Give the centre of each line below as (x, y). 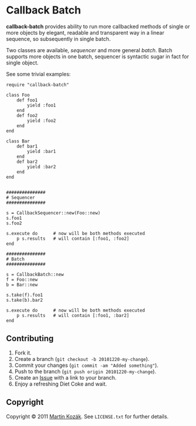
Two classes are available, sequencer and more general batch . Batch (89, 50)
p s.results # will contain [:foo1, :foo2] (73, 238)
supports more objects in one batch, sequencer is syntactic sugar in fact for (97, 56)
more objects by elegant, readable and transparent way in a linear (85, 32)
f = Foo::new (22, 280)
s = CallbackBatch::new (35, 274)
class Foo (18, 95)
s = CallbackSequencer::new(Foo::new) (53, 213)
